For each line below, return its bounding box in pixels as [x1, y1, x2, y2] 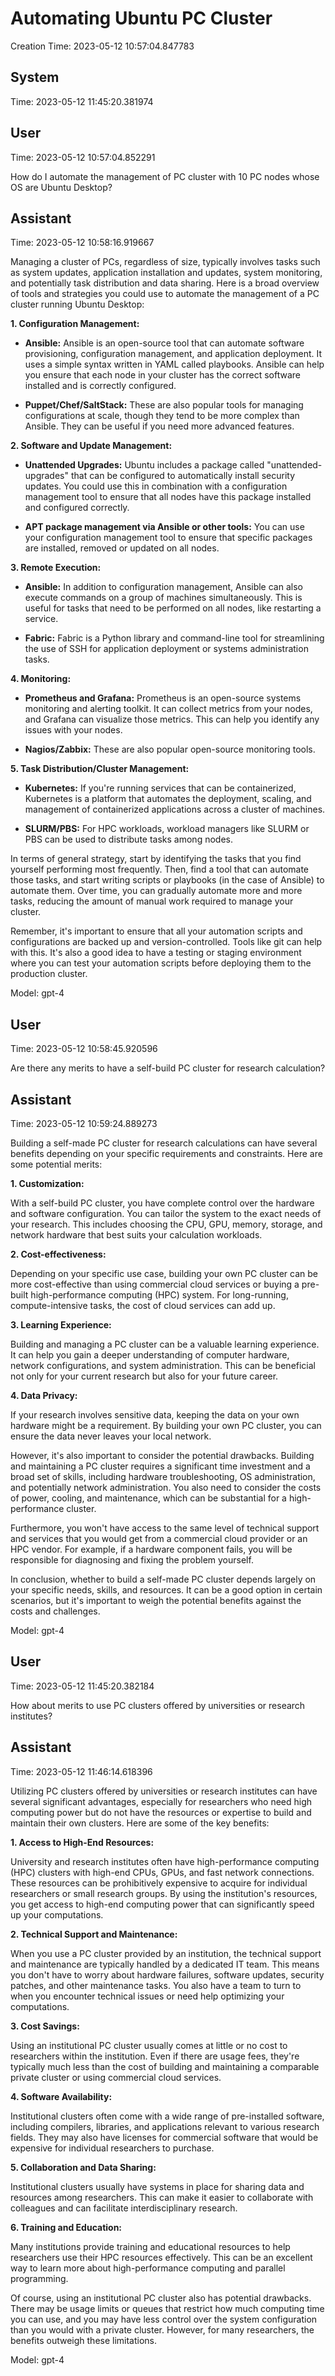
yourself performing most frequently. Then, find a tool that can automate [10, 863, 310, 876]
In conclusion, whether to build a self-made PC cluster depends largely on [10, 1573, 317, 1585]
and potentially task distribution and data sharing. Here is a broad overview [10, 277, 320, 289]
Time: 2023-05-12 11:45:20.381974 [10, 95, 154, 107]
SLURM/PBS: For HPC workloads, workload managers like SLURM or [24, 823, 310, 835]
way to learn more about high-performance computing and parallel [10, 2262, 286, 2274]
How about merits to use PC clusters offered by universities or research [10, 1699, 306, 1711]
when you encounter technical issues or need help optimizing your [10, 1990, 285, 2002]
